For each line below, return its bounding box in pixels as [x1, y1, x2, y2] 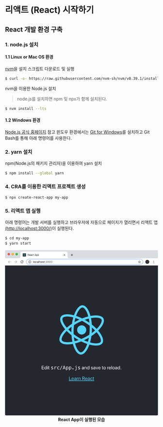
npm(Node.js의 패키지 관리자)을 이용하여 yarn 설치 [5, 160, 102, 166]
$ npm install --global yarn [5, 171, 64, 176]
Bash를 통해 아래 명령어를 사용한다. [5, 135, 72, 141]
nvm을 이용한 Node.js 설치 [5, 86, 56, 91]
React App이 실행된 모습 [58, 417, 105, 423]
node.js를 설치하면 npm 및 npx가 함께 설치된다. [16, 96, 108, 102]
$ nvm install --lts [5, 106, 47, 111]
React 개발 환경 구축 [5, 25, 63, 34]
